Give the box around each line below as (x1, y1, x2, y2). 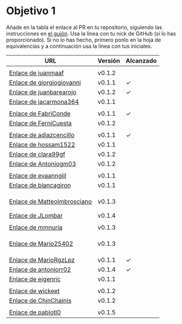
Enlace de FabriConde (9, 109, 71, 118)
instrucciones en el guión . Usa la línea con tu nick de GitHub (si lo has (6, 30, 176, 37)
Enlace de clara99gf (9, 150, 66, 158)
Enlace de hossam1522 (9, 140, 76, 148)
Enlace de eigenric (9, 275, 61, 283)
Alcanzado (125, 56, 157, 64)
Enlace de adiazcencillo (9, 131, 75, 139)
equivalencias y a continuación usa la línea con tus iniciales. (6, 43, 152, 50)
